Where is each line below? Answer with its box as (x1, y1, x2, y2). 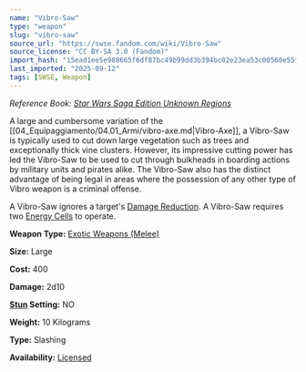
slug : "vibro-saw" (9, 30, 79, 39)
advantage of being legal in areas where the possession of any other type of (9, 173, 296, 184)
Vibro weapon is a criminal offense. (9, 183, 142, 194)
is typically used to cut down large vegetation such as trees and (9, 134, 249, 146)
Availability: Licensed (9, 352, 93, 363)
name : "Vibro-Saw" (9, 13, 79, 23)
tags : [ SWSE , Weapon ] (9, 73, 92, 82)
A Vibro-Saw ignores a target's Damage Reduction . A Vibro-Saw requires (9, 201, 284, 212)
